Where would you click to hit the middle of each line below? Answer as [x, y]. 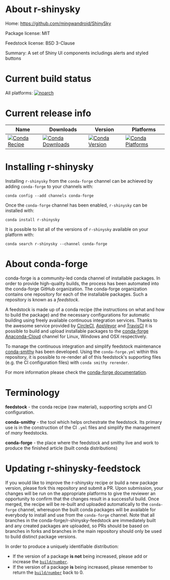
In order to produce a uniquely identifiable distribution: [62, 546]
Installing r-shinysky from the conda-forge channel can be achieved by [79, 181]
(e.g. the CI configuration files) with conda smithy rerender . [67, 362]
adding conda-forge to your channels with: [49, 186]
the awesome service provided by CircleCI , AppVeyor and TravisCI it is [79, 325]
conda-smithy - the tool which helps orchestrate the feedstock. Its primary [84, 422]
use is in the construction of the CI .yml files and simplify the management [83, 427]
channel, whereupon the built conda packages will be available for [87, 509]
